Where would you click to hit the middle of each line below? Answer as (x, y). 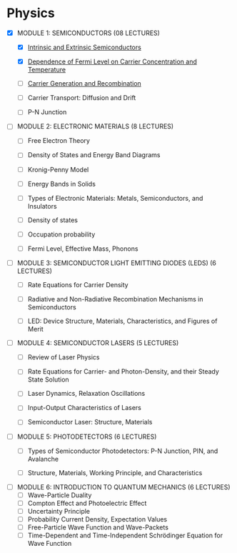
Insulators (42, 206)
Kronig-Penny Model (58, 169)
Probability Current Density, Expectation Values (97, 519)
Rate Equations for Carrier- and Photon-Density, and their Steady (123, 372)
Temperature (46, 70)
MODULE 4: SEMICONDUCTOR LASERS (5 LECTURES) (98, 343)
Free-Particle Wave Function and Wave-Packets (98, 527)
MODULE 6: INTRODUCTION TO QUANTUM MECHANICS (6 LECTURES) (123, 487)
